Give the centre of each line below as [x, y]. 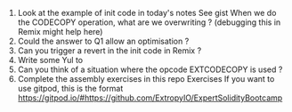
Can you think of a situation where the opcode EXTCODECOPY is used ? [150, 69]
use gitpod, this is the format [70, 88]
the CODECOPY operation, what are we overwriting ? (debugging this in [149, 22]
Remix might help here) [60, 32]
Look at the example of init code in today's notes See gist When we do [147, 13]
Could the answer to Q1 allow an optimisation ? [103, 41]
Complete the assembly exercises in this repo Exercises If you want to [146, 79]
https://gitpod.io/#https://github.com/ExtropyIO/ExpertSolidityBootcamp [150, 98]
